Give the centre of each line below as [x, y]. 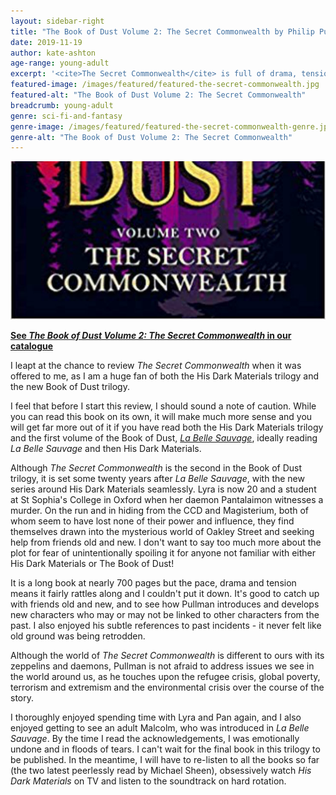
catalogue [32, 346]
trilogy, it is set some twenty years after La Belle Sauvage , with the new [157, 478]
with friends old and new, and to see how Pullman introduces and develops [165, 604]
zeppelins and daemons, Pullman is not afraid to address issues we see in [162, 666]
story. [22, 697]
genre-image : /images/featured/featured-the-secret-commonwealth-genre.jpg [171, 126]
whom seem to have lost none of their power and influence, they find [152, 521]
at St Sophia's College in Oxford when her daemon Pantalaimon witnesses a [167, 499]
